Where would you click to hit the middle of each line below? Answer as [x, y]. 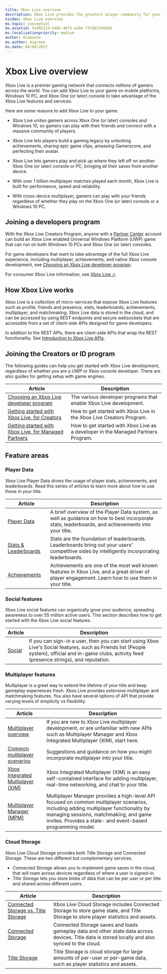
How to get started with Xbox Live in [113, 411]
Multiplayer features [30, 675]
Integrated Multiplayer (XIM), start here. [93, 741]
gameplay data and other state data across [103, 931]
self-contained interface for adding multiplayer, [102, 779]
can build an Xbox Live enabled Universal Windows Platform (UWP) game [81, 239]
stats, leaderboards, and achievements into [100, 524]
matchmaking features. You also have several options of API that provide [80, 696]
